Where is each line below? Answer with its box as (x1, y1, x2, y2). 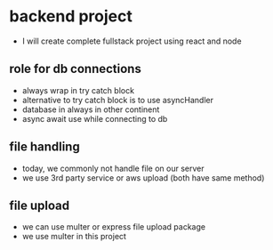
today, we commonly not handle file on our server (21, 163, 205, 173)
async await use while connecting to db (21, 113, 168, 124)
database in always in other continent (21, 104, 160, 115)
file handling (9, 140, 80, 155)
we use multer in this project (21, 231, 127, 242)
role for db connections (9, 61, 142, 77)
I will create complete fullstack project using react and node (21, 36, 242, 46)
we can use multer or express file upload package (21, 222, 206, 232)
